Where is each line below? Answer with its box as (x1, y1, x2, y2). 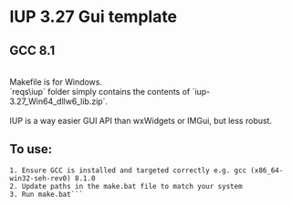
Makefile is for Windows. (9, 77, 103, 88)
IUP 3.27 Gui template (9, 6, 178, 27)
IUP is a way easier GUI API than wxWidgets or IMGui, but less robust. (9, 116, 272, 126)
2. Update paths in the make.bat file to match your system (9, 181, 244, 191)
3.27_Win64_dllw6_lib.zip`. (9, 96, 108, 107)
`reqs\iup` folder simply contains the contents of (9, 87, 191, 97)
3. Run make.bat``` (9, 190, 84, 199)
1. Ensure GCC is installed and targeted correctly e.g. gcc (9, 166, 247, 175)
